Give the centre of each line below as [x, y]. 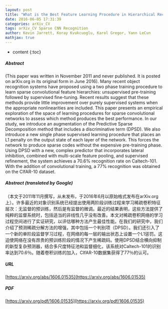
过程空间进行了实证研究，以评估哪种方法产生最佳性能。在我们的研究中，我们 [84, 221]
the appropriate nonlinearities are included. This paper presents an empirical [84, 107]
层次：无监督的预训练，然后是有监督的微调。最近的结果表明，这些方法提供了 [84, 208]
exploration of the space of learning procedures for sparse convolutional [80, 113]
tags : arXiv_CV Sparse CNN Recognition [47, 28]
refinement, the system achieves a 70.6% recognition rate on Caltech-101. [81, 161]
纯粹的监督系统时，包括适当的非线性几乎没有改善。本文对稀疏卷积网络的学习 [84, 215]
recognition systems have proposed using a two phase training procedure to [84, 86]
